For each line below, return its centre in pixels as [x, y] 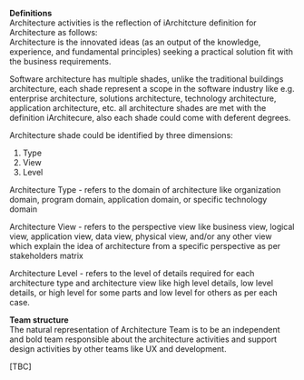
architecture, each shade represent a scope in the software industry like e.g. [152, 89]
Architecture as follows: [54, 32]
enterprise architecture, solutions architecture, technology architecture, [143, 98]
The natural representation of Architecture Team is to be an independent [145, 330]
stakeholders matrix [46, 255]
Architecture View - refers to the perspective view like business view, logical [152, 227]
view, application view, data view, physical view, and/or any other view [141, 236]
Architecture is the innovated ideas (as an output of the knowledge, [135, 42]
